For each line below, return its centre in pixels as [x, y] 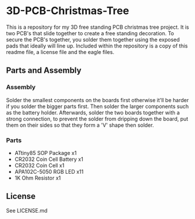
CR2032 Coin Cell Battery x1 [49, 159]
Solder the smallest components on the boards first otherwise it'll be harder [97, 100]
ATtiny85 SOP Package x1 [46, 153]
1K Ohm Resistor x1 [38, 178]
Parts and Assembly [44, 71]
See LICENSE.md [27, 210]
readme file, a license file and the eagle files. [60, 52]
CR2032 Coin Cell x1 [39, 165]
